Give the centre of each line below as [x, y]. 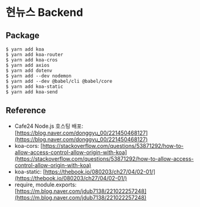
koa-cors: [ [29, 146]
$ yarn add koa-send [32, 92]
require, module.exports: [45, 184]
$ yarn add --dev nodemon [38, 76]
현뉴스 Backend [45, 12]
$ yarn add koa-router [34, 55]
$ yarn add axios [28, 65]
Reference [26, 111]
